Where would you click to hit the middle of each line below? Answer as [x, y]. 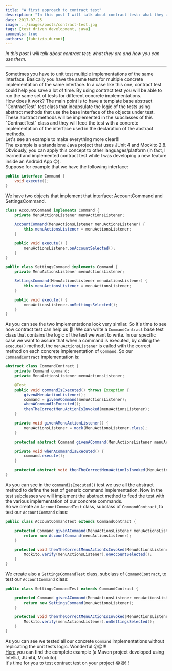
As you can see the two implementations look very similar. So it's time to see [86, 324]
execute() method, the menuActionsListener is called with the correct [78, 346]
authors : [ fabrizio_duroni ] [35, 39]
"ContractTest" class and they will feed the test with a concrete [72, 123]
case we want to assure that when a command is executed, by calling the [83, 341]
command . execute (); [45, 456]
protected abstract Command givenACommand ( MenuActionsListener [83, 442]
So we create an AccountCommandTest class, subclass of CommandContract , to [84, 506]
